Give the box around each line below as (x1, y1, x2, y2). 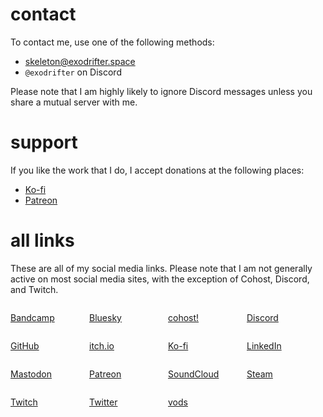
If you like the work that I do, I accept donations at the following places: (10, 164, 305, 176)
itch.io (89, 339, 115, 352)
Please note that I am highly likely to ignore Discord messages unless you (10, 85, 313, 97)
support (10, 131, 78, 154)
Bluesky (89, 311, 122, 323)
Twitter (89, 396, 118, 408)
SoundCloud (168, 368, 220, 380)
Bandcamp (10, 311, 55, 323)
